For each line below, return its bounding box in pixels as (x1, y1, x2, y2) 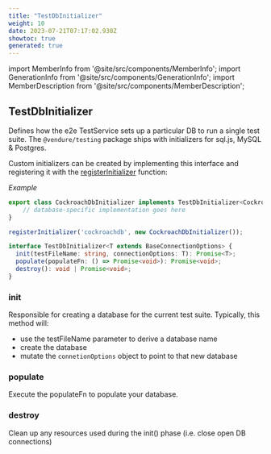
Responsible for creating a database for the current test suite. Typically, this (8, 310, 261, 319)
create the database (19, 343, 87, 352)
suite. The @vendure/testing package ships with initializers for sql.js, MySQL (8, 134, 262, 144)
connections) (8, 436, 52, 446)
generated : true (8, 42, 63, 50)
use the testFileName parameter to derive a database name (19, 334, 218, 344)
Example (8, 182, 38, 192)
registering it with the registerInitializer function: (8, 167, 168, 177)
